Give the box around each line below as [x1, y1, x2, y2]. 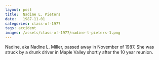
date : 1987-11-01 [5, 16, 45, 21]
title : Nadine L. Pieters [5, 12, 61, 17]
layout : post [5, 7, 32, 12]
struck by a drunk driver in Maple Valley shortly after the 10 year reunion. [5, 49, 153, 55]
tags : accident [5, 26, 37, 31]
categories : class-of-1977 [5, 21, 61, 26]
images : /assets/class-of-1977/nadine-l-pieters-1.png [5, 30, 120, 35]
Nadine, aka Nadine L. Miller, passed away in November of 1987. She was [5, 44, 154, 50]
